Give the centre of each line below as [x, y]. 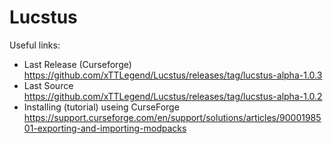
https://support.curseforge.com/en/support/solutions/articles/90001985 [172, 117]
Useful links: [35, 45]
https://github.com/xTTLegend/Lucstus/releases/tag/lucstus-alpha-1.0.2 [173, 96]
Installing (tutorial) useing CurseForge [101, 107]
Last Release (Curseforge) [77, 64]
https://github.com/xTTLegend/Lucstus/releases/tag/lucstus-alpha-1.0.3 [173, 75]
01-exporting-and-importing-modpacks [105, 128]
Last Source [48, 85]
